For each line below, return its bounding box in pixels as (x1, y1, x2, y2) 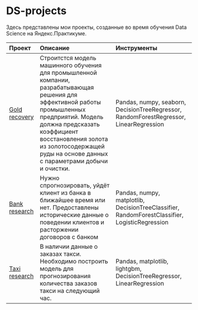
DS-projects (6, 4, 67, 18)
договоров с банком (39, 233, 98, 241)
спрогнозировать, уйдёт (39, 181, 110, 189)
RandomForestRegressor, (115, 113, 186, 121)
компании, (39, 75, 70, 84)
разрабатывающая (39, 83, 94, 91)
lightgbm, (115, 264, 142, 272)
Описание (39, 44, 70, 52)
